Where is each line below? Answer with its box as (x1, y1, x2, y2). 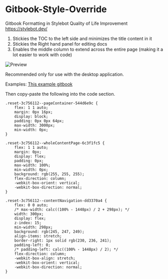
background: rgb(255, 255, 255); (14, 171, 85, 177)
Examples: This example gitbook (5, 81, 73, 87)
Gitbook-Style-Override (5, 4, 107, 15)
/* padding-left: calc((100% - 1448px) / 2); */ (14, 247, 119, 252)
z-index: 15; (14, 220, 42, 225)
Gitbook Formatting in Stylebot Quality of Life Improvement (5, 20, 128, 26)
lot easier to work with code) (12, 52, 72, 58)
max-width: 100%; (14, 163, 51, 168)
